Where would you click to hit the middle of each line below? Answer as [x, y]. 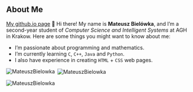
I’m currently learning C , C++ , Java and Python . [70, 54]
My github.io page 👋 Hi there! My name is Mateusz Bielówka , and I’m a [92, 23]
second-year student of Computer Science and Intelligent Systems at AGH [97, 30]
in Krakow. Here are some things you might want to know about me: [89, 36]
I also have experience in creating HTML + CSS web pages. [84, 60]
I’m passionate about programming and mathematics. [79, 47]
